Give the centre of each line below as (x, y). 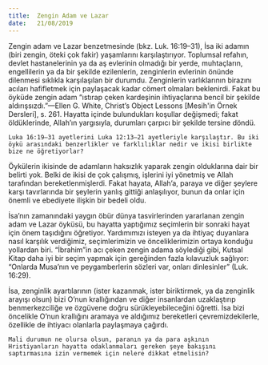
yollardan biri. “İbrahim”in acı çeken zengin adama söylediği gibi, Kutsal (126, 250)
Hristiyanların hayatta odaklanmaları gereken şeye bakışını (112, 346)
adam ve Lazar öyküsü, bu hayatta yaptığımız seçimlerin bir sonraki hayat (129, 224)
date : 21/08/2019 (41, 23)
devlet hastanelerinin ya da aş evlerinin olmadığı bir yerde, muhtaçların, (126, 63)
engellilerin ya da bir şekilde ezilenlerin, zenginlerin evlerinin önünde (121, 71)
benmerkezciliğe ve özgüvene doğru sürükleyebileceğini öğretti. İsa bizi (126, 307)
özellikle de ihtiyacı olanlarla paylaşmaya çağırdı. (88, 324)
